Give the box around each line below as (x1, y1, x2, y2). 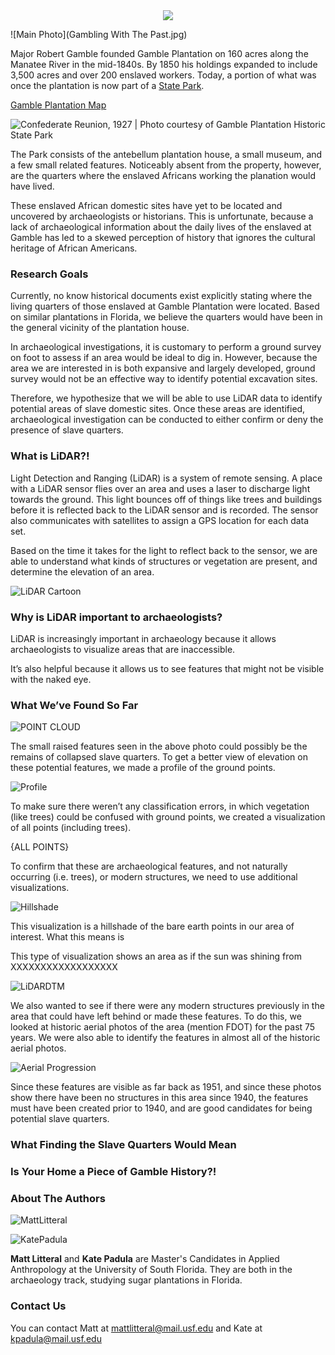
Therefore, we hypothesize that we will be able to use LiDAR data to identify (10, 392, 323, 404)
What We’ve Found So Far (10, 698, 139, 712)
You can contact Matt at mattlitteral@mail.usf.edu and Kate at (10, 1322, 263, 1334)
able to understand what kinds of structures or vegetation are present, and (10, 555, 318, 567)
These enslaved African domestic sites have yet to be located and (10, 200, 283, 211)
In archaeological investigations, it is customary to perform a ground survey (10, 341, 322, 353)
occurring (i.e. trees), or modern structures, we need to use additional (10, 871, 298, 883)
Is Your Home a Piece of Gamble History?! (10, 1165, 217, 1179)
